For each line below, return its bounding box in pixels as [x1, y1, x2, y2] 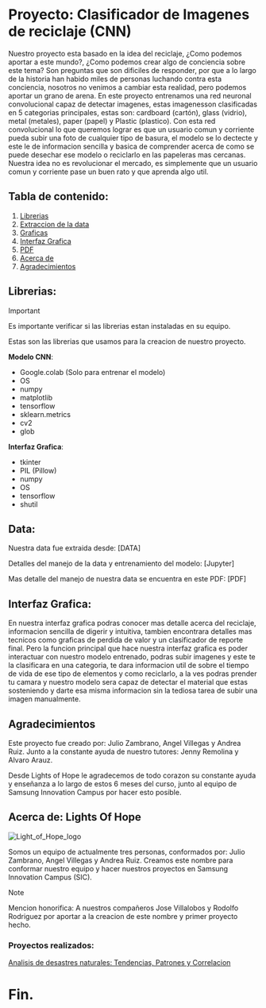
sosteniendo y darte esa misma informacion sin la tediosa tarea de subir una [8, 686, 258, 696]
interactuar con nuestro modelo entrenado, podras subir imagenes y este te [8, 652, 256, 662]
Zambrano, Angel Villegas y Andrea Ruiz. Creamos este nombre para [8, 855, 233, 865]
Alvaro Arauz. [8, 755, 53, 764]
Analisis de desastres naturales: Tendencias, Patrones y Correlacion [8, 958, 231, 967]
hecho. [8, 920, 32, 929]
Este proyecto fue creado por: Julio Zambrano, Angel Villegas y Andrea [8, 739, 241, 747]
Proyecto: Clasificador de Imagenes [8, 6, 250, 24]
